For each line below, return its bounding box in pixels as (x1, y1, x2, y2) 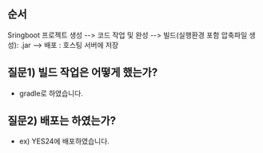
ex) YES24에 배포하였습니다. (18, 136, 110, 146)
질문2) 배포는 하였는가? (7, 114, 117, 127)
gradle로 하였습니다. (18, 88, 83, 98)
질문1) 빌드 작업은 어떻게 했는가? (7, 66, 158, 80)
